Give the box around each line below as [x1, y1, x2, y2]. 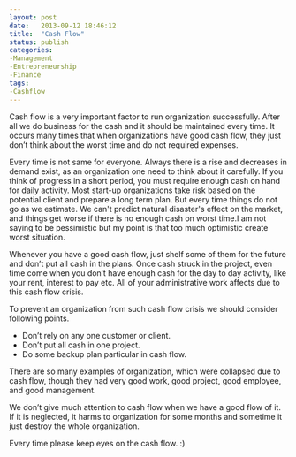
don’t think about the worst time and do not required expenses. [9, 139, 239, 150]
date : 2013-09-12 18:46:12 [9, 21, 117, 30]
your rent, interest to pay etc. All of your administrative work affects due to [9, 277, 280, 287]
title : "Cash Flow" [9, 29, 86, 38]
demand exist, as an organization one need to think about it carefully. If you [9, 165, 284, 177]
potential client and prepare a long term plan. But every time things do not [9, 194, 278, 204]
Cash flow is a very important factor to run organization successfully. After [9, 111, 281, 122]
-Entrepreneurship [9, 63, 77, 72]
